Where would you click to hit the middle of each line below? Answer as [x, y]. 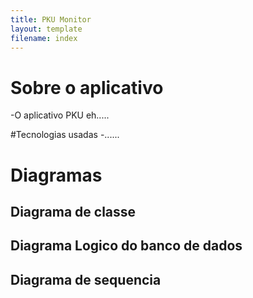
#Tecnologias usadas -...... [65, 135]
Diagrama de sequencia [86, 279]
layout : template [46, 29]
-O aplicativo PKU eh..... [60, 115]
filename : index [44, 38]
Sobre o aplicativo [87, 87]
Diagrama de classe [73, 211]
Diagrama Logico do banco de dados [126, 246]
